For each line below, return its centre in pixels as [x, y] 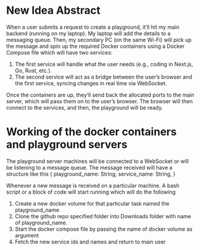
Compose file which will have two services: [59, 52]
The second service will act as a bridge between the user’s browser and [104, 77]
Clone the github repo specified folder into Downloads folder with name [103, 216]
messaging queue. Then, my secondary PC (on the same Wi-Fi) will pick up [99, 40]
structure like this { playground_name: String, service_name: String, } [91, 174]
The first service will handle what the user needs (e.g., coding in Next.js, [104, 64]
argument [27, 235]
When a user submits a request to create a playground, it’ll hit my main [93, 27]
